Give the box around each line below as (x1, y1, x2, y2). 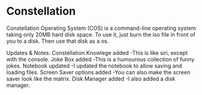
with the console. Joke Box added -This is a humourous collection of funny (6, 55, 195, 63)
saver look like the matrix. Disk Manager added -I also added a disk (6, 75, 176, 82)
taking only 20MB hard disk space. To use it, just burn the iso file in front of (6, 30, 195, 38)
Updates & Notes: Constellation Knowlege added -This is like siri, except (6, 49, 188, 56)
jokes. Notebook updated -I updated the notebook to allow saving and (6, 62, 182, 69)
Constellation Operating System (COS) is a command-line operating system (6, 24, 197, 32)
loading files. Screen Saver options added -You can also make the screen (6, 68, 190, 76)
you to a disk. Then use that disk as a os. (6, 37, 109, 44)
